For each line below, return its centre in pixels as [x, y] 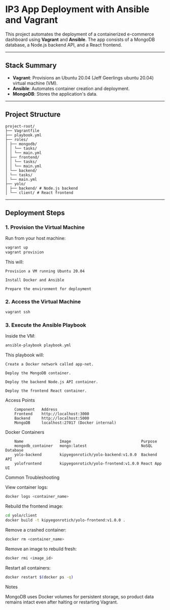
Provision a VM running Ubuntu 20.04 [45, 271]
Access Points [20, 400]
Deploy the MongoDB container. [38, 373]
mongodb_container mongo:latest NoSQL [83, 446]
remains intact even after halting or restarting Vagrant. [62, 602]
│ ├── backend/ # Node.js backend [42, 188]
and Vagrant [32, 20]
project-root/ [20, 126]
